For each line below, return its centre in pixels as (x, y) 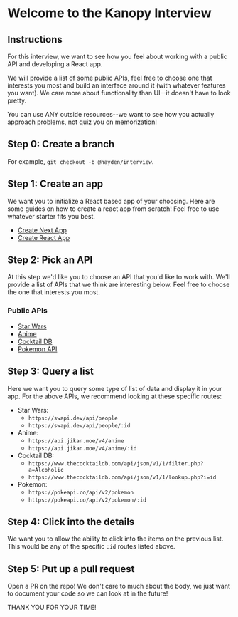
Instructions (35, 40)
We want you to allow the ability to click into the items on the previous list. (115, 539)
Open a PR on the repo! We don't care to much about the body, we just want (119, 586)
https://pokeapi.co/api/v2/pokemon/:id (87, 500)
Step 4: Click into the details (71, 522)
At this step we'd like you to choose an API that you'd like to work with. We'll (119, 277)
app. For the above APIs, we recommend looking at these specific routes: (115, 396)
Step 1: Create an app (55, 184)
